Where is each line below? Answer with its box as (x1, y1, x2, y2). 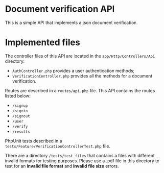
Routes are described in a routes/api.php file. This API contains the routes (5, 87, 155, 94)
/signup (12, 103, 28, 108)
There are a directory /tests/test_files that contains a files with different (5, 152, 155, 158)
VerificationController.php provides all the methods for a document (12, 73, 153, 79)
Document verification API (5, 3, 115, 15)
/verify (12, 124, 28, 129)
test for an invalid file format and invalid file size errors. (5, 163, 119, 169)
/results (12, 129, 30, 134)
